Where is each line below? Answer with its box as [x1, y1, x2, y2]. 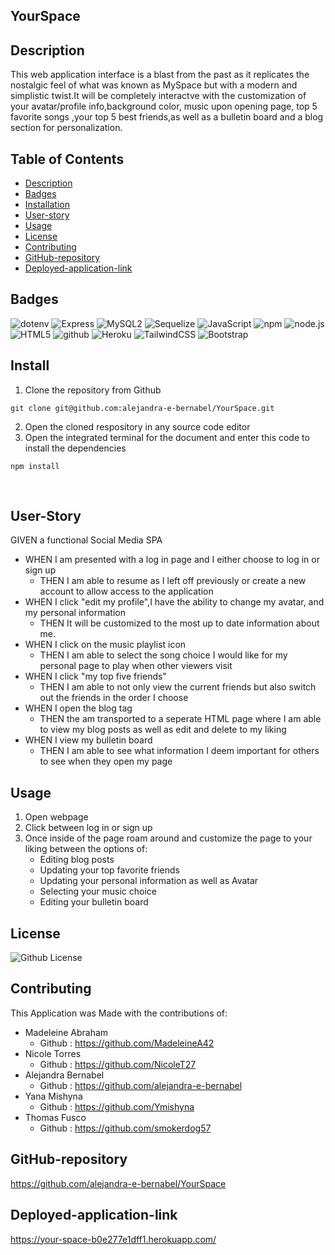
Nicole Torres [24, 1047, 82, 1059]
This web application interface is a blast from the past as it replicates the [10, 69, 310, 81]
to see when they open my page [39, 755, 173, 768]
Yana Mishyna [24, 1090, 83, 1102]
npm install [10, 461, 60, 471]
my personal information [24, 607, 126, 619]
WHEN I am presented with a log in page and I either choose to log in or [24, 554, 320, 566]
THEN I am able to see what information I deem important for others [39, 745, 320, 757]
